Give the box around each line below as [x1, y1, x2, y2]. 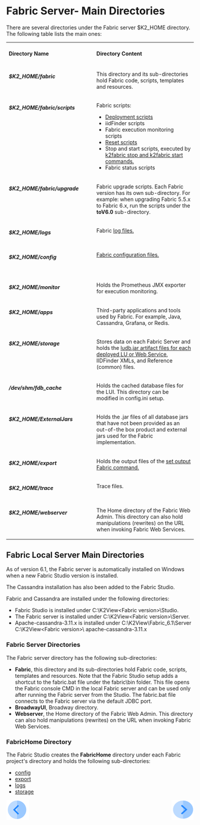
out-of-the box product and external [96, 426, 187, 433]
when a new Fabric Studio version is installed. [6, 572, 118, 579]
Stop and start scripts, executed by [105, 145, 191, 153]
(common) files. [96, 363, 136, 370]
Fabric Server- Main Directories [6, 4, 165, 18]
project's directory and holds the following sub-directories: [6, 757, 151, 764]
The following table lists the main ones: [6, 30, 102, 37]
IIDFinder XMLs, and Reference [96, 356, 173, 364]
